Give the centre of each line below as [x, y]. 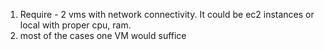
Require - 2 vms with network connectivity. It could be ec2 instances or [167, 14]
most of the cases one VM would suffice [103, 35]
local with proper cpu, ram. [75, 25]
